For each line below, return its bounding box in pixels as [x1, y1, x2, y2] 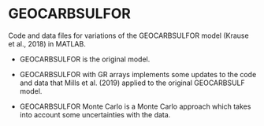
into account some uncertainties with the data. [19, 109, 171, 119]
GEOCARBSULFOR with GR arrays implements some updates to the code [19, 69, 257, 79]
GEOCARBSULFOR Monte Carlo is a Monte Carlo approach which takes [19, 102, 251, 111]
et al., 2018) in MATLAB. [8, 39, 87, 48]
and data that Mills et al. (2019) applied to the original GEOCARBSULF [19, 78, 246, 87]
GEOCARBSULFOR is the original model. [19, 54, 151, 64]
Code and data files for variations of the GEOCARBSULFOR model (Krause [8, 31, 250, 40]
